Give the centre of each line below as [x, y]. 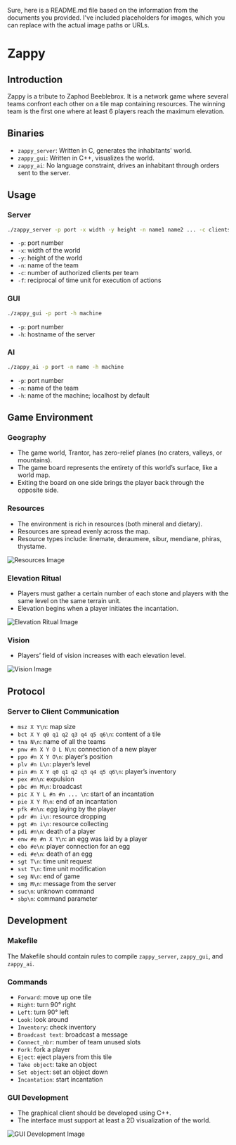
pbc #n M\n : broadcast [50, 786]
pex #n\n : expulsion [46, 779]
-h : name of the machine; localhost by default [83, 395]
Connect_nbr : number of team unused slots [79, 1042]
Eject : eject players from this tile [65, 1057]
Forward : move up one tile [54, 997]
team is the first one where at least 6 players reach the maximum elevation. [116, 111]
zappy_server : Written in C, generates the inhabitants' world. [104, 150]
